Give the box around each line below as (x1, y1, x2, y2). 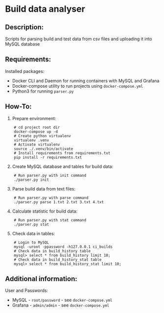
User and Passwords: (5, 288, 48, 293)
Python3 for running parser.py (12, 88, 74, 94)
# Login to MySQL (14, 240, 49, 245)
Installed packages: (5, 68, 45, 74)
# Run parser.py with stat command (14, 217, 87, 222)
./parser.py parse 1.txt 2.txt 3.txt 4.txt (14, 199, 104, 204)
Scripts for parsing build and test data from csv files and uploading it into (5, 36, 152, 42)
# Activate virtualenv (14, 142, 60, 147)
